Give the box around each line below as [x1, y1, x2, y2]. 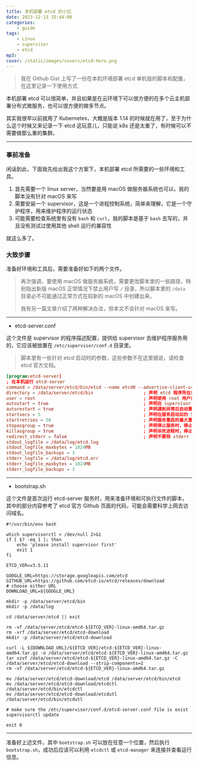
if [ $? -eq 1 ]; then [6, 536, 62, 542]
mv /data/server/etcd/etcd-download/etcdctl [6, 681, 117, 687]
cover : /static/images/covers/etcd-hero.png [6, 58, 117, 64]
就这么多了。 [6, 234, 37, 241]
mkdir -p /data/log [6, 603, 54, 609]
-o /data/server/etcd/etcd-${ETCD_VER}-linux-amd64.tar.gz [40, 650, 189, 656]
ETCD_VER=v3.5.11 [6, 562, 49, 568]
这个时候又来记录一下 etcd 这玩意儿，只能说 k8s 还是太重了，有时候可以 [11, 122, 187, 129]
